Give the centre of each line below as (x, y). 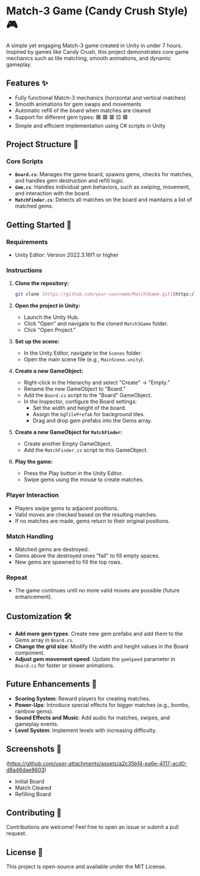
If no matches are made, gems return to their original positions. (92, 521)
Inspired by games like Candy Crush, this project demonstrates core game (98, 51)
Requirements (27, 242)
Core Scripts (25, 161)
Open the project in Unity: (47, 306)
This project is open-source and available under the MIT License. (86, 866)
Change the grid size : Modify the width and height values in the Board (101, 646)
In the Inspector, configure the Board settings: (80, 402)
